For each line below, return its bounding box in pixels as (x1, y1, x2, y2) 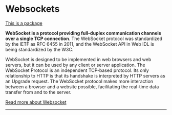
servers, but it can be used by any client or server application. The (5, 62, 145, 68)
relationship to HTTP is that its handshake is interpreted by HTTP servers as (5, 72, 165, 79)
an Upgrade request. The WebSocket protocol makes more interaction (5, 78, 154, 84)
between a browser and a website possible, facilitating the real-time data (5, 83, 159, 90)
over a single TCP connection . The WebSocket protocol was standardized (5, 35, 163, 42)
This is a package (5, 20, 42, 26)
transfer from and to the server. (5, 89, 72, 95)
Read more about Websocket (5, 99, 67, 105)
